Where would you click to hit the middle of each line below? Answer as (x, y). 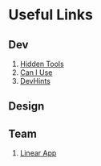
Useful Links (51, 15)
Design (26, 106)
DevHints (35, 81)
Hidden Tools (42, 64)
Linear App (38, 153)
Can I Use (36, 73)
